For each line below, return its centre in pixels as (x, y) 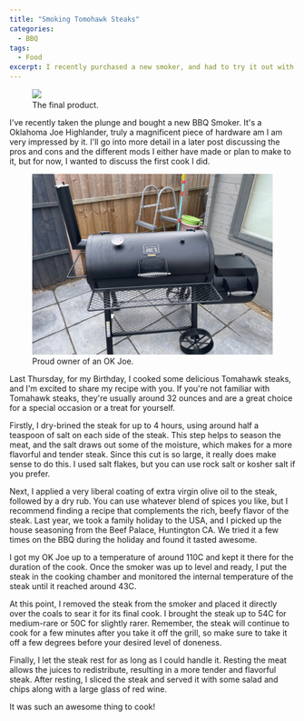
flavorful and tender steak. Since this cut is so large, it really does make (143, 454)
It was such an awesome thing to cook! (83, 706)
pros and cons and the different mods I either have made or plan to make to (151, 151)
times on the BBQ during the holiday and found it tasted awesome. (133, 540)
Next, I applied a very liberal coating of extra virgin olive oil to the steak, (143, 491)
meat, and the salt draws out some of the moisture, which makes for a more (151, 445)
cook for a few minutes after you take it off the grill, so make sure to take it (148, 633)
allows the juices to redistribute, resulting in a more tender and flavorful (143, 670)
